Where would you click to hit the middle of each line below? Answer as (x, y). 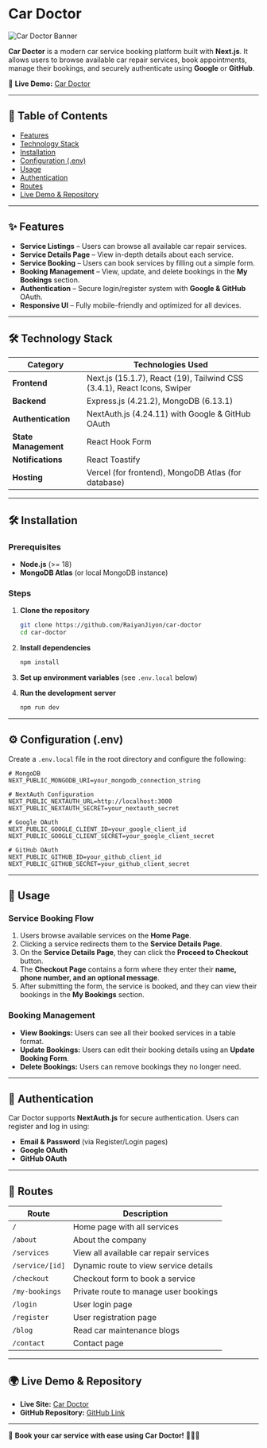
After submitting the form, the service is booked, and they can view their (138, 986)
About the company (110, 1240)
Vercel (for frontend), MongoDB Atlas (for (164, 472)
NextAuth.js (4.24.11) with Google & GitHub (168, 414)
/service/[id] (39, 1266)
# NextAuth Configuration (51, 794)
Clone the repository (54, 611)
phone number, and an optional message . (90, 978)
